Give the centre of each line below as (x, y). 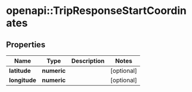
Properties (26, 45)
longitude (23, 80)
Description (88, 61)
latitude (20, 71)
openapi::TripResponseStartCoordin (96, 11)
